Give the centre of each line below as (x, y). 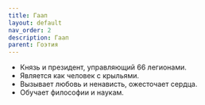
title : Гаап (28, 15)
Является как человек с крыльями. (79, 76)
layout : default (35, 23)
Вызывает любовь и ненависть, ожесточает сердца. (108, 84)
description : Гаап (39, 37)
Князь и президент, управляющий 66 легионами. (103, 67)
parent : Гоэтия (33, 45)
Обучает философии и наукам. (72, 92)
